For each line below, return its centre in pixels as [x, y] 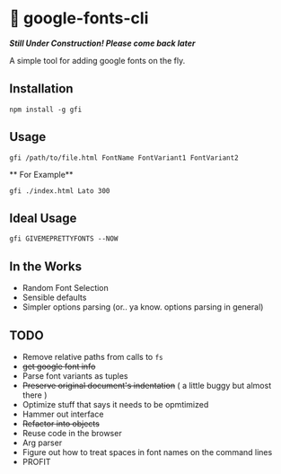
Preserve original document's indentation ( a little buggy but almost [147, 386]
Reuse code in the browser [72, 433]
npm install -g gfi [46, 110]
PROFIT [36, 462]
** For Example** [41, 174]
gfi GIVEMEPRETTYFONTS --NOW [64, 239]
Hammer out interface [63, 414]
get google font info [59, 366]
